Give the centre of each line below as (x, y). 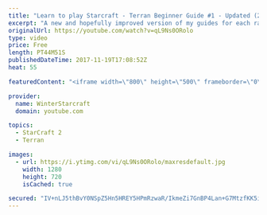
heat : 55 (23, 68)
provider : (25, 96)
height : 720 (42, 177)
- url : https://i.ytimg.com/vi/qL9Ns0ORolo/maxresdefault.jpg (120, 162)
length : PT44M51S (37, 53)
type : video (28, 38)
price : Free (28, 45)
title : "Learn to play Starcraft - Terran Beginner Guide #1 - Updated (129, 16)
